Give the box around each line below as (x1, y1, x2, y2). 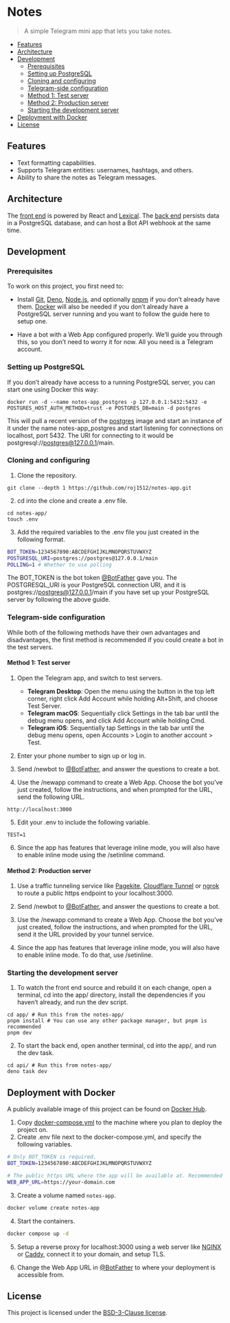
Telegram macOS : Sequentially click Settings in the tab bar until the (27, 709, 220, 717)
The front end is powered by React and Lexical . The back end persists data (7, 211, 220, 220)
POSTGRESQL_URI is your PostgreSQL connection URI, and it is (7, 581, 187, 589)
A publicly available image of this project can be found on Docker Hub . (7, 1105, 207, 1113)
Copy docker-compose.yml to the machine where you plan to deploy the (16, 1118, 222, 1127)
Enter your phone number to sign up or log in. (16, 751, 146, 760)
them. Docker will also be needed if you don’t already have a (16, 303, 189, 311)
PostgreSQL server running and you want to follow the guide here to (16, 310, 211, 318)
